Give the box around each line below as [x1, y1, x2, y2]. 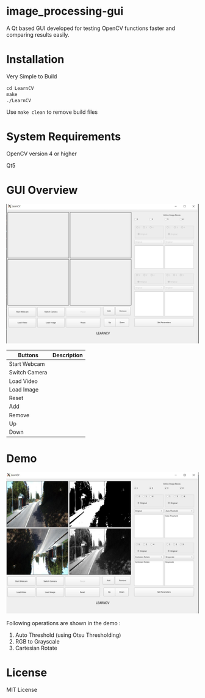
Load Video [9, 377, 38, 385]
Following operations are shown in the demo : [6, 619, 121, 626]
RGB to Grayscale [15, 637, 60, 645]
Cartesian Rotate [15, 644, 58, 652]
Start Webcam [9, 360, 45, 368]
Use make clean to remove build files [6, 108, 98, 116]
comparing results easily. [6, 31, 70, 38]
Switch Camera [9, 369, 48, 376]
